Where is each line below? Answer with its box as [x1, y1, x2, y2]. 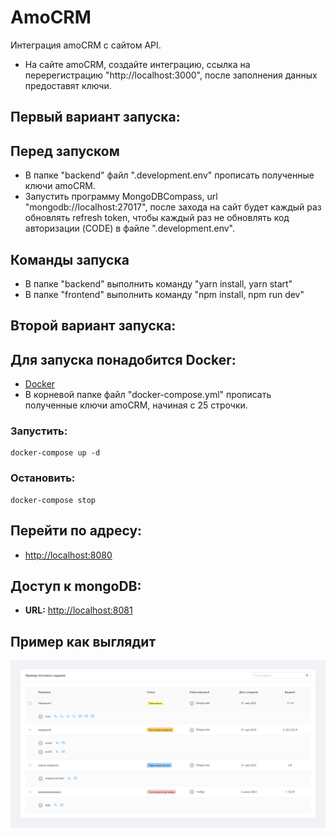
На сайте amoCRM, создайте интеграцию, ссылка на [24, 58, 251, 70]
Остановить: [10, 471, 76, 485]
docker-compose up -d [10, 448, 101, 458]
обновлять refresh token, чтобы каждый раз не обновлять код [24, 212, 290, 224]
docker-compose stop [10, 495, 97, 505]
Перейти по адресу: [10, 522, 143, 540]
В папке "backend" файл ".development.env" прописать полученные [24, 169, 315, 181]
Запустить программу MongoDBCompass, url [24, 191, 218, 203]
